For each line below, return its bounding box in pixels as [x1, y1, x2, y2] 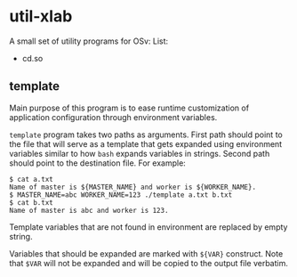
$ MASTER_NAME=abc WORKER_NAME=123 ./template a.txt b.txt [9, 190, 233, 200]
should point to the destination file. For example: [9, 158, 187, 168]
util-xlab [9, 6, 73, 27]
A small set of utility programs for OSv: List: [9, 36, 169, 46]
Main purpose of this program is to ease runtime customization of [9, 102, 250, 113]
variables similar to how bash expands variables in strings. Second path [9, 148, 270, 159]
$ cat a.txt [9, 175, 53, 183]
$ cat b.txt [9, 198, 53, 207]
